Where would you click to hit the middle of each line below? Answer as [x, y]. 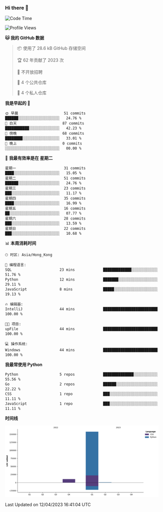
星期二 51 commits [45, 178]
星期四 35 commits [45, 199]
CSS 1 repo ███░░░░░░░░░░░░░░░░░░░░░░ [81, 394]
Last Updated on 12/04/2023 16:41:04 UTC [48, 504]
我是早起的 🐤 [18, 103]
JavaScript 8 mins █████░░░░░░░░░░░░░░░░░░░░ [81, 289]
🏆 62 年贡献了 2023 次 [40, 60]
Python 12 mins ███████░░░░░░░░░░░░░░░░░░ [81, 280]
